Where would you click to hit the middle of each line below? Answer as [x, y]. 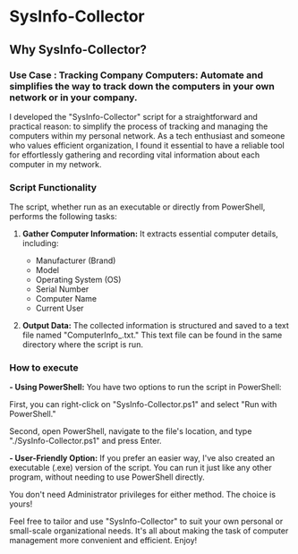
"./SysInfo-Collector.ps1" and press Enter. [86, 441]
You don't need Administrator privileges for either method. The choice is [142, 495]
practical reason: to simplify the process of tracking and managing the [139, 126]
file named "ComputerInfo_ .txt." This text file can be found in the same [152, 335]
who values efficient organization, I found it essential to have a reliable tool [147, 145]
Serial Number [62, 289]
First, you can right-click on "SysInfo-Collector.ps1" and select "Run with [143, 405]
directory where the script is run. [82, 345]
